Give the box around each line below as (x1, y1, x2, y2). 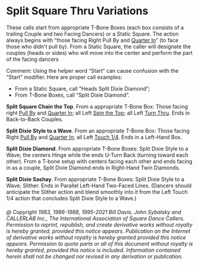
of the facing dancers (6, 55, 59, 63)
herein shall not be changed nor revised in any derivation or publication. (6, 252, 183, 260)
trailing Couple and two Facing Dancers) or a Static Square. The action (6, 30, 179, 37)
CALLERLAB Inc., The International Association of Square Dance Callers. (6, 215, 185, 222)
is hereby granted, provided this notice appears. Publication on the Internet (6, 227, 191, 234)
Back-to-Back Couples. (6, 115, 64, 123)
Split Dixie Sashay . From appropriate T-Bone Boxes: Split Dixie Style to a (6, 175, 185, 183)
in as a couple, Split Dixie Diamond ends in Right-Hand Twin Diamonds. (6, 164, 181, 171)
